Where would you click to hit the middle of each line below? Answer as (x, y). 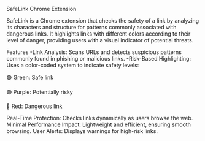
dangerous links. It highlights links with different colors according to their (99, 34)
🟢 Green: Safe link (30, 77)
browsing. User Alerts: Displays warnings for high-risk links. (82, 131)
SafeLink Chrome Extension (41, 9)
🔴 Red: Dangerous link (34, 106)
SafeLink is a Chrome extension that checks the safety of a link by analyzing (103, 21)
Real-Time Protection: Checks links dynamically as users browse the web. (100, 118)
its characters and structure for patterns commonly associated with (91, 27)
